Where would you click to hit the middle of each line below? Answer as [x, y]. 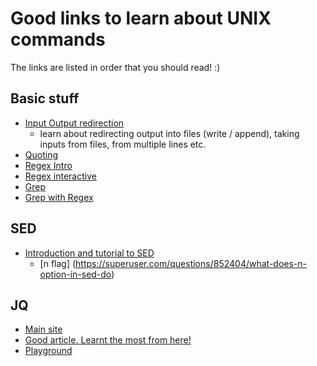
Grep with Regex [59, 197]
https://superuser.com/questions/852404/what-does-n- [191, 263]
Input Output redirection [74, 123]
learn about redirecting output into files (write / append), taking [169, 133]
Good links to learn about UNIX [141, 18]
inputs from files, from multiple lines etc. [123, 144]
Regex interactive [60, 176]
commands [58, 39]
